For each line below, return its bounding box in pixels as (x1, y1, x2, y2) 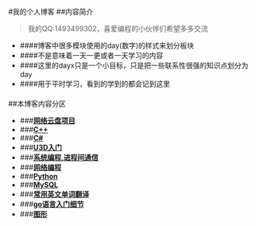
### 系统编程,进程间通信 (19, 152, 99, 162)
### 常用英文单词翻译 (19, 189, 90, 199)
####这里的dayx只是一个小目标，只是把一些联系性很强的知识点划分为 (19, 60, 249, 70)
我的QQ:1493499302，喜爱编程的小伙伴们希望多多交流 (27, 24, 208, 33)
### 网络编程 (19, 162, 62, 172)
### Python (19, 171, 58, 181)
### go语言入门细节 (19, 199, 84, 208)
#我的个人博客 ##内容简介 (8, 7, 94, 16)
